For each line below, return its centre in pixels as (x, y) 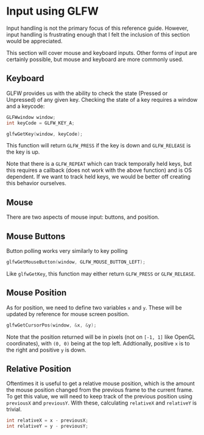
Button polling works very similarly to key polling (67, 251)
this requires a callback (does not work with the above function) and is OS (99, 170)
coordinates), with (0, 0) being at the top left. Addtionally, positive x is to (98, 343)
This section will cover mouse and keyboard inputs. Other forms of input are (102, 52)
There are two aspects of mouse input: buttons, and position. (83, 217)
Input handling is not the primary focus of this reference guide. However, (97, 28)
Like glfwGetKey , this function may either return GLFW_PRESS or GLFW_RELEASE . (101, 274)
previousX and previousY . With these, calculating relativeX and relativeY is (101, 403)
